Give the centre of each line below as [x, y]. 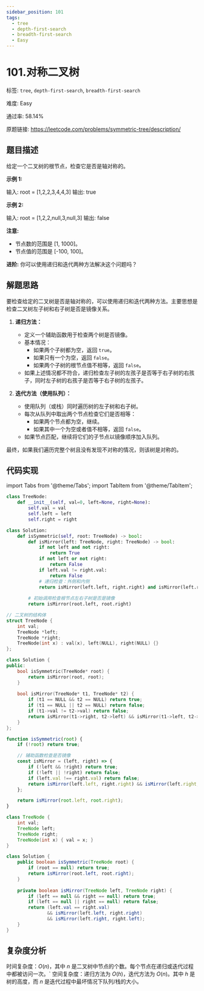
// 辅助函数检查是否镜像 [44, 756]
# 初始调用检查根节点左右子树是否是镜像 [72, 598]
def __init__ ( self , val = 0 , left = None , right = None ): [84, 503]
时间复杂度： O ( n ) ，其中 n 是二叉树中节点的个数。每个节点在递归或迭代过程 [100, 967]
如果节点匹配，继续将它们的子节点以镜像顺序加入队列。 [93, 437]
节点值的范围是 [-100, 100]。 [51, 251]
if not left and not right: [74, 548]
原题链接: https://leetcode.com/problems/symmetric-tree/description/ [93, 129]
